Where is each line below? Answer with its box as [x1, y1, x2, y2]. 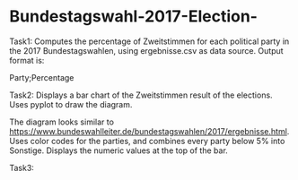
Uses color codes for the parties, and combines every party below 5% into [9, 135, 285, 146]
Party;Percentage [9, 72, 74, 82]
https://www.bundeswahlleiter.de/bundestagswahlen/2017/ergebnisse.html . [9, 125, 290, 136]
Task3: [9, 162, 34, 173]
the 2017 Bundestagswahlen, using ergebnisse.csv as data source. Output [9, 45, 285, 56]
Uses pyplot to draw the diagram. [9, 99, 133, 109]
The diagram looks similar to [9, 116, 115, 127]
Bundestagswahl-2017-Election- [9, 6, 259, 27]
